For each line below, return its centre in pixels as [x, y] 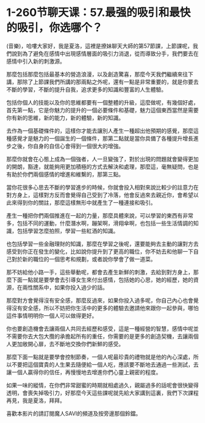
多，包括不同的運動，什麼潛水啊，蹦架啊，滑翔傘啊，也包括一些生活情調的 [100, 223]
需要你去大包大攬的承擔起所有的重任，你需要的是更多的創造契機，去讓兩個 [105, 336]
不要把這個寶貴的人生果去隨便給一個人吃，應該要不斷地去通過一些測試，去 [105, 364]
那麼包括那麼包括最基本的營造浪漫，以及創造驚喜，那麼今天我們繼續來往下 [100, 74]
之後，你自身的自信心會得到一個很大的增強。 [67, 146]
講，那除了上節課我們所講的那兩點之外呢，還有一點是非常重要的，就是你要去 [103, 82]
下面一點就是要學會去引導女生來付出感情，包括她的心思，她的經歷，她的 [102, 279]
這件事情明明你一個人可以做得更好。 [52, 315]
